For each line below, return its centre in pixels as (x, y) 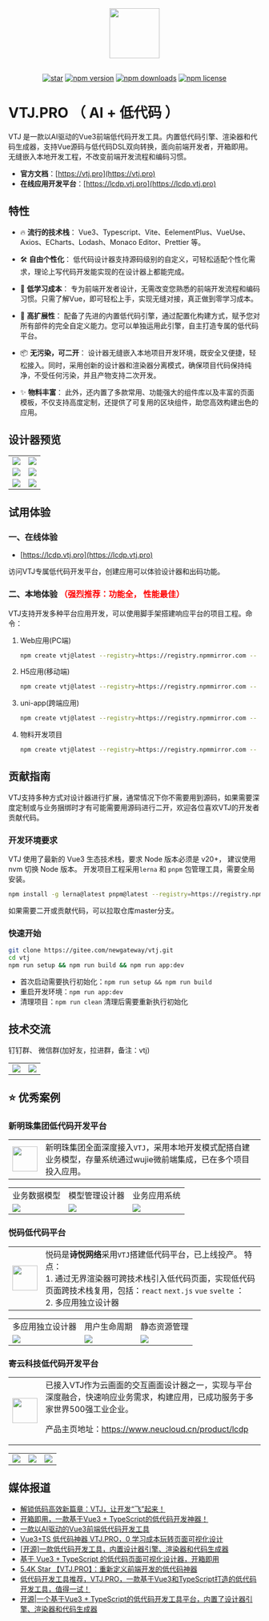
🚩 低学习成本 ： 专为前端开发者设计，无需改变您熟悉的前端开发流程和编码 (140, 288)
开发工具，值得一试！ (55, 1589)
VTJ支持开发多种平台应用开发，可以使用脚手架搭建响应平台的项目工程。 (127, 613)
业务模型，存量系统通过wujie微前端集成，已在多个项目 (147, 1160)
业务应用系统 (157, 1196)
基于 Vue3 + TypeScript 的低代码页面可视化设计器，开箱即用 (120, 1559)
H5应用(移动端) (45, 672)
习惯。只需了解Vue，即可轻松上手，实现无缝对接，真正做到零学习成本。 (139, 299)
